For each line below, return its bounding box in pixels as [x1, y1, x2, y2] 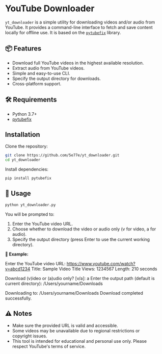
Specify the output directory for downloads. [12, 76, 101, 81]
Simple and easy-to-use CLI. [12, 70, 70, 76]
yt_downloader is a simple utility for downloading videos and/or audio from [5, 19, 156, 25]
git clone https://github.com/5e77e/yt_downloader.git [5, 153, 120, 158]
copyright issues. [12, 333, 48, 339]
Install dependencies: [5, 166, 49, 172]
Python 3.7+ [12, 111, 37, 117]
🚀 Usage [5, 189, 31, 198]
